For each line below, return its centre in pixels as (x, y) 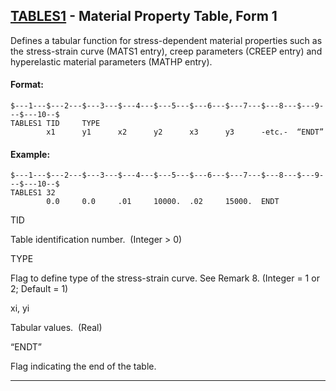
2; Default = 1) (39, 289)
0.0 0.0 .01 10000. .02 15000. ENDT (163, 202)
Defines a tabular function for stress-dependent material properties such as (166, 40)
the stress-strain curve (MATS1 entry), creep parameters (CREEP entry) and (166, 51)
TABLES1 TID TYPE (55, 124)
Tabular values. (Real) (56, 328)
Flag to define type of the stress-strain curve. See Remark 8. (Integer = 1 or (165, 278)
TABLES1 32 (33, 193)
